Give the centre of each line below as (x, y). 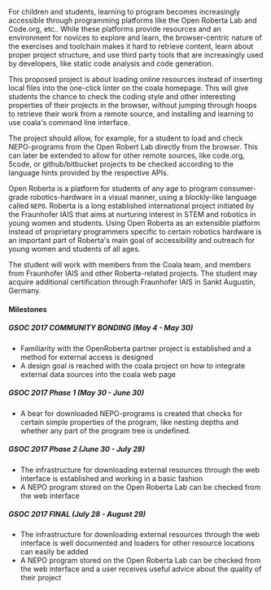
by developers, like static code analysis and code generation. (111, 63)
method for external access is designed (87, 357)
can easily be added (54, 552)
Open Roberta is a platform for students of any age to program (113, 189)
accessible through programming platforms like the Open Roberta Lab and (133, 20)
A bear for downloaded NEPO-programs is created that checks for (131, 413)
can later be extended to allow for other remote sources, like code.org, (127, 155)
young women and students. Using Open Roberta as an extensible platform (134, 223)
